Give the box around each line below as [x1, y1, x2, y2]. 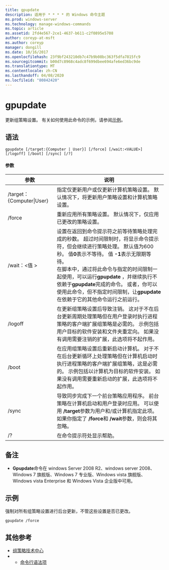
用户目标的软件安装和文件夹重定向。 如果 [57, 328, 154, 335]
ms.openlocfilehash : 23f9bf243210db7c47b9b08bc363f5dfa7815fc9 [5, 54, 141, 60]
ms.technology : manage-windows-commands [5, 21, 92, 27]
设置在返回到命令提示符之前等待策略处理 [57, 227, 153, 235]
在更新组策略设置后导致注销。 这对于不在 [57, 305, 154, 312]
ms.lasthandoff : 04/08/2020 [5, 73, 64, 78]
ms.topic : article [5, 26, 44, 31]
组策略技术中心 [12, 548, 44, 554]
